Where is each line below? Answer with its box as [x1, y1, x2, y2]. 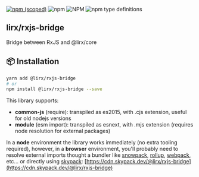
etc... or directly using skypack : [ [6, 158, 87, 165]
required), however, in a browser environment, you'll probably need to [6, 146, 179, 153]
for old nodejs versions [14, 115, 71, 122]
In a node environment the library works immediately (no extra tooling [6, 139, 178, 146]
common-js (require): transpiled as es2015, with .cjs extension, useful [14, 109, 187, 116]
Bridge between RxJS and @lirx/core [6, 39, 97, 46]
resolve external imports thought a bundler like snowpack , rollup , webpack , [6, 151, 191, 159]
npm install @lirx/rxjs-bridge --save [6, 86, 102, 92]
